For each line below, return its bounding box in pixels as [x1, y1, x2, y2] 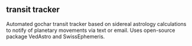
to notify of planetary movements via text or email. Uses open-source [6, 27, 175, 34]
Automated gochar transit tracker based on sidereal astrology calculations [6, 20, 187, 27]
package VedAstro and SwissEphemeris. [6, 32, 105, 40]
